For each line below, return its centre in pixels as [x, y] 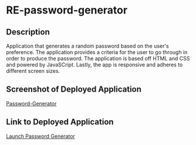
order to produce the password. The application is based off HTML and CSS [98, 58]
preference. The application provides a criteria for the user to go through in [97, 52]
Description [28, 32]
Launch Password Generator [40, 136]
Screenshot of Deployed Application [74, 90]
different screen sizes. [33, 71]
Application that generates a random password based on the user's [87, 46]
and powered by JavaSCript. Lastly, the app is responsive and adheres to [94, 65]
